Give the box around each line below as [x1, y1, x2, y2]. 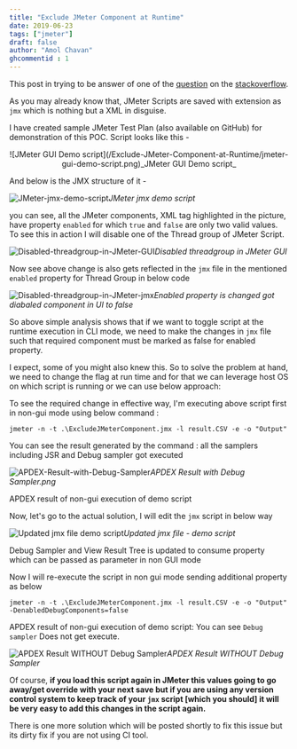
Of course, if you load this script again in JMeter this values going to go [9, 675, 277, 685]
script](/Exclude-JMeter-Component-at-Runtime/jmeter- [82, 149, 289, 160]
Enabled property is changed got [153, 290, 275, 300]
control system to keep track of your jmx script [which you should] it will [9, 694, 279, 704]
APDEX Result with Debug [150, 467, 246, 477]
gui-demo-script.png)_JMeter [61, 159, 171, 169]
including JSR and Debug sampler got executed [9, 450, 184, 460]
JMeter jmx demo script [108, 193, 196, 203]
